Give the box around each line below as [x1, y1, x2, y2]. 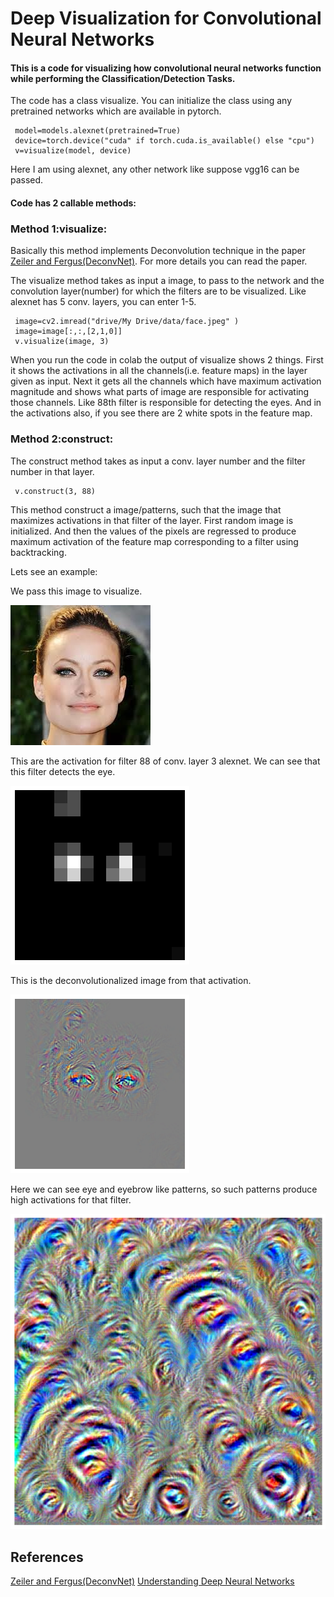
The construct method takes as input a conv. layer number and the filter [10, 455, 306, 467]
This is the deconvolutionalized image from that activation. [10, 974, 252, 986]
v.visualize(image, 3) [14, 337, 110, 347]
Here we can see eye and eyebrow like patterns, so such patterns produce [10, 1183, 318, 1195]
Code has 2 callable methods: [10, 197, 137, 209]
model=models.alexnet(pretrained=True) [14, 126, 182, 136]
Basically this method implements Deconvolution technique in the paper [10, 245, 307, 257]
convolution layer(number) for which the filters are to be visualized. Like [10, 285, 307, 297]
